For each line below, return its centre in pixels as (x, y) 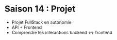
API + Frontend (27, 27)
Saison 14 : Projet (40, 9)
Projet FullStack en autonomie (42, 22)
